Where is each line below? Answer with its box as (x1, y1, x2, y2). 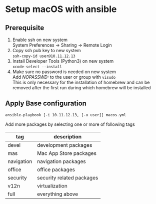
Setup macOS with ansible (5, 4, 117, 15)
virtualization (37, 182, 67, 189)
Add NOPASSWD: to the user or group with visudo (12, 74, 116, 80)
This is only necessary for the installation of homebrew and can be (12, 79, 150, 85)
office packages (37, 166, 75, 173)
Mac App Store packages (37, 149, 96, 156)
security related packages (37, 174, 98, 181)
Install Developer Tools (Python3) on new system (12, 58, 114, 64)
